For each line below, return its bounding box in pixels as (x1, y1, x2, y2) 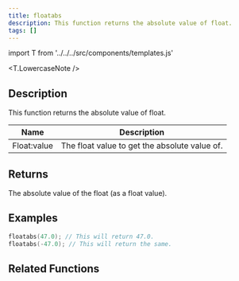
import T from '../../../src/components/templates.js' (8, 49, 174, 58)
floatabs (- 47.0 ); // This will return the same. (8, 240, 172, 248)
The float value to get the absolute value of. (60, 140, 223, 151)
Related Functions (8, 262, 100, 275)
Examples (8, 212, 58, 225)
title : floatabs (8, 11, 62, 20)
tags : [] (8, 26, 37, 34)
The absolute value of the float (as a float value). (8, 189, 168, 197)
